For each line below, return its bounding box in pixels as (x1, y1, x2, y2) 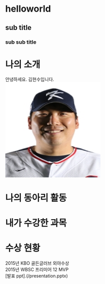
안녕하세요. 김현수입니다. (5, 77, 54, 83)
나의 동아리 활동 (5, 192, 67, 203)
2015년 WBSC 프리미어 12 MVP (5, 266, 69, 272)
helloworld (5, 3, 51, 15)
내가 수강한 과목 (5, 217, 67, 229)
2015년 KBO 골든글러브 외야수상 (5, 260, 69, 266)
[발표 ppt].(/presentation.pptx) (5, 272, 68, 279)
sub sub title (5, 39, 37, 46)
